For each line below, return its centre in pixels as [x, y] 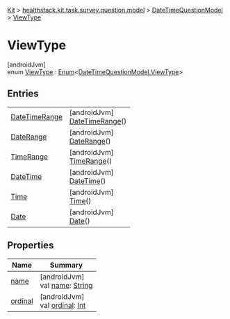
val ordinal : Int [63, 305]
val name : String [66, 285]
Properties [31, 245]
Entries [23, 94]
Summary [66, 265]
